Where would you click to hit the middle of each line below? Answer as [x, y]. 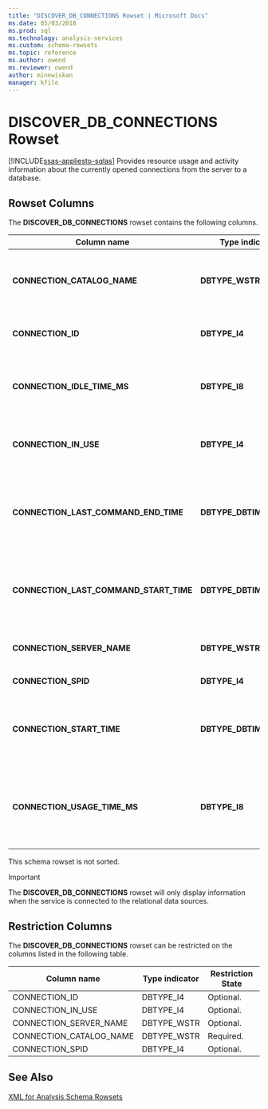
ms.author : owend [37, 61]
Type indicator [171, 979]
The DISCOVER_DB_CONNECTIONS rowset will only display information [127, 892]
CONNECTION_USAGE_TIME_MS [75, 807]
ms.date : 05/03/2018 [43, 23]
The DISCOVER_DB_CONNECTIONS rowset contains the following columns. [133, 223]
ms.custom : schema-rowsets [53, 46]
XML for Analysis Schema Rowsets [65, 1096]
